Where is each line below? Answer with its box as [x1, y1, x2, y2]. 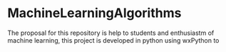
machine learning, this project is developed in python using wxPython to [7, 36, 220, 44]
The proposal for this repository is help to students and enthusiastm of [7, 28, 215, 37]
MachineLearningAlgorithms [7, 5, 182, 21]
